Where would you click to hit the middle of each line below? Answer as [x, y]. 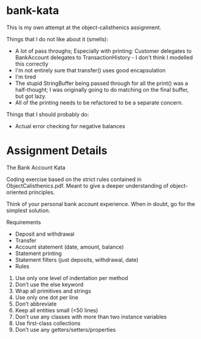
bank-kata [33, 11]
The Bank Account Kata [36, 167]
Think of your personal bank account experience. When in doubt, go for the [101, 204]
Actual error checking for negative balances [70, 126]
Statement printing [38, 253]
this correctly [32, 64]
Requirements [24, 222]
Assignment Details [57, 151]
